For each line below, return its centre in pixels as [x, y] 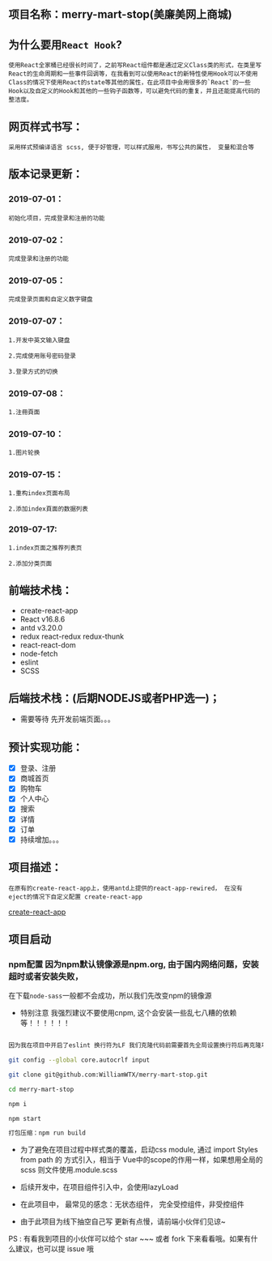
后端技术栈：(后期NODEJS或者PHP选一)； [114, 698]
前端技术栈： [40, 590]
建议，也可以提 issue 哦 [55, 1249]
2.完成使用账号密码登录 [42, 356]
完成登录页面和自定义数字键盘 [51, 299]
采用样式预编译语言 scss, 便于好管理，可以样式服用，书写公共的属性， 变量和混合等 [132, 147]
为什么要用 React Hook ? [66, 44]
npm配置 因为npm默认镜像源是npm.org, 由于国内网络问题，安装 [134, 964]
